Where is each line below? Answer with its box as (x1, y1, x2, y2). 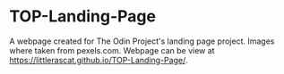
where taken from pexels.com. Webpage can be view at (9, 45, 215, 55)
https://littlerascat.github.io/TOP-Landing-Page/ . (9, 54, 188, 65)
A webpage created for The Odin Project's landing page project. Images (9, 36, 275, 46)
